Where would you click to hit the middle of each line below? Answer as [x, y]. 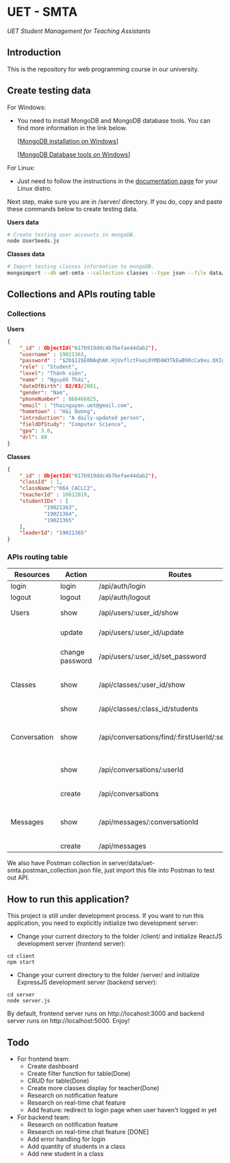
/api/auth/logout [124, 598]
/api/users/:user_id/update [141, 633]
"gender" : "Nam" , [44, 392]
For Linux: [21, 167]
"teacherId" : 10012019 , [55, 495]
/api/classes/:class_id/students [148, 709]
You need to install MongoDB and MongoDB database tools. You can [114, 120]
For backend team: [43, 1117]
